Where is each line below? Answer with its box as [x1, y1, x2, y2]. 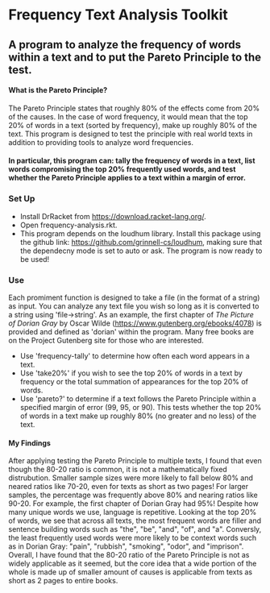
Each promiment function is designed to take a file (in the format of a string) [8, 292, 260, 302]
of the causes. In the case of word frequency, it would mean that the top [8, 111, 248, 122]
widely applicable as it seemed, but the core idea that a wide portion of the [8, 558, 257, 569]
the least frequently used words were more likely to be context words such [8, 533, 256, 543]
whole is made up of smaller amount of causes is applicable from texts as [8, 567, 252, 577]
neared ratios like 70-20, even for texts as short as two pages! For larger [8, 482, 248, 491]
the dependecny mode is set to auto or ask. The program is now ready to [19, 246, 263, 255]
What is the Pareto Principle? [8, 85, 108, 95]
